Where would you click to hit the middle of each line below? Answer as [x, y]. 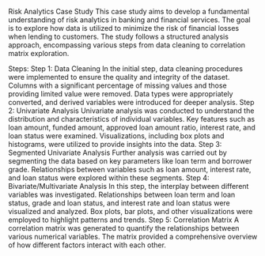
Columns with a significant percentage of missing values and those [117, 85]
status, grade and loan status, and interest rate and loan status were [119, 203]
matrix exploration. [39, 53]
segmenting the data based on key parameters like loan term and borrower [130, 161]
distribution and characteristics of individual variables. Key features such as [132, 119]
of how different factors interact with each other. [87, 245]
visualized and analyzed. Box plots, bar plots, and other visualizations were [131, 211]
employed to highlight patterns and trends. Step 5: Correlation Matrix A [124, 220]
